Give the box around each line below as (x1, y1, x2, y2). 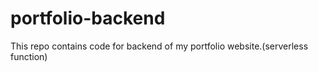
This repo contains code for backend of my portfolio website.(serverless (10, 40, 309, 52)
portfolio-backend (10, 7, 166, 30)
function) (10, 50, 48, 62)
